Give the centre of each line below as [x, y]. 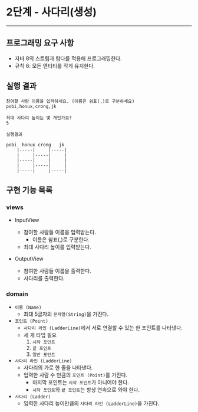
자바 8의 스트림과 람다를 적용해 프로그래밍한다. [68, 58]
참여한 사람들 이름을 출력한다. [57, 271]
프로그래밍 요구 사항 [40, 43]
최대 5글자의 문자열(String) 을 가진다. [66, 314]
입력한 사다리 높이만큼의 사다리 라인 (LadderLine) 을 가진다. [91, 403]
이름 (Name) [28, 308]
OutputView [29, 259]
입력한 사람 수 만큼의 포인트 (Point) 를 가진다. [75, 375]
